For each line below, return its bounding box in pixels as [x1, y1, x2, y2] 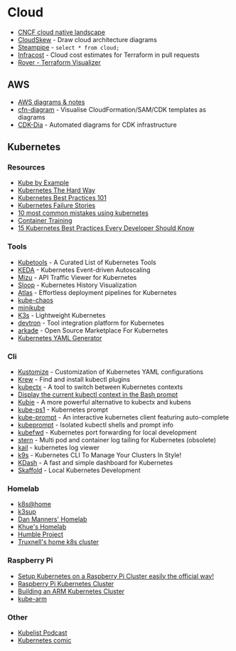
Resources [7, 162, 45, 172]
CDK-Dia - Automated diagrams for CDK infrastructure [17, 120, 177, 129]
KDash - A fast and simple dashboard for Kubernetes [17, 459, 173, 467]
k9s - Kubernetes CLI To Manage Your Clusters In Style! [17, 451, 182, 459]
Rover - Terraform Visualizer [17, 58, 101, 66]
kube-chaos [17, 296, 53, 304]
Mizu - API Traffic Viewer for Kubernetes [17, 273, 137, 281]
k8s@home [17, 500, 52, 509]
